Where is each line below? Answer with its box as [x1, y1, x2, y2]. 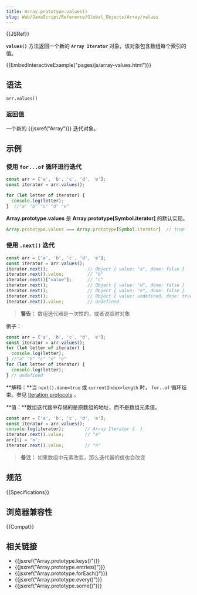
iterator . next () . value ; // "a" [6, 432, 101, 438]
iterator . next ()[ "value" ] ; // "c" [6, 277, 104, 283]
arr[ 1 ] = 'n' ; [6, 437, 41, 443]
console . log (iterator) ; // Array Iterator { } [6, 426, 143, 432]
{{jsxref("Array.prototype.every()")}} [14, 576, 103, 583]
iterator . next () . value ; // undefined [6, 299, 119, 305]
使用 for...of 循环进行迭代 [6, 163, 82, 171]
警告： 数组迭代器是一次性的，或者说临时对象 [20, 310, 130, 317]
